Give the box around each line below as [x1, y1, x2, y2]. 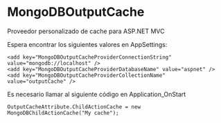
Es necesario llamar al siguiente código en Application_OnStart [7, 90, 186, 98]
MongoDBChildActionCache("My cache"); [7, 109, 119, 116]
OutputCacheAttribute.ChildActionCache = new [7, 103, 141, 111]
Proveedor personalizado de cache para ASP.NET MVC [7, 27, 165, 35]
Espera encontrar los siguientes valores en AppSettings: [7, 40, 168, 48]
